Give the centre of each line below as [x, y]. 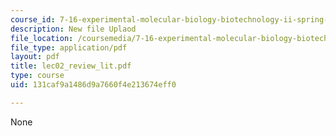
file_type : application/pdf [69, 47]
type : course [37, 76]
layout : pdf [35, 57]
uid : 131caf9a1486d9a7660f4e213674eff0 [93, 85]
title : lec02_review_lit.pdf [71, 66]
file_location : [42, 38]
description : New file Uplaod [73, 29]
